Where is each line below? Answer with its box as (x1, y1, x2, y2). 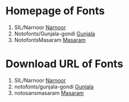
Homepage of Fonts (5, 4, 105, 18)
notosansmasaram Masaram (14, 89, 84, 96)
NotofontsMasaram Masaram (14, 36, 86, 43)
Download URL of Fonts (5, 58, 124, 71)
